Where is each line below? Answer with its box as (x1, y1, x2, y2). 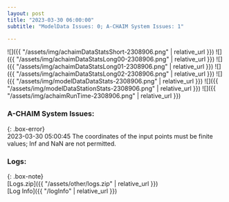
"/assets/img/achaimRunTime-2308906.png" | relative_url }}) (7, 92, 181, 100)
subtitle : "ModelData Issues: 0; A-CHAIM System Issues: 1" (7, 23, 185, 30)
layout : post (7, 10, 45, 17)
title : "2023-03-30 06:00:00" (7, 17, 95, 23)
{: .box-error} (7, 125, 45, 133)
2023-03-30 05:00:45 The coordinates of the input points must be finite (7, 132, 213, 140)
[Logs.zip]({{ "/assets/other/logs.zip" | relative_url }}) (7, 179, 158, 188)
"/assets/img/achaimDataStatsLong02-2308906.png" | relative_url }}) (16, 70, 215, 78)
